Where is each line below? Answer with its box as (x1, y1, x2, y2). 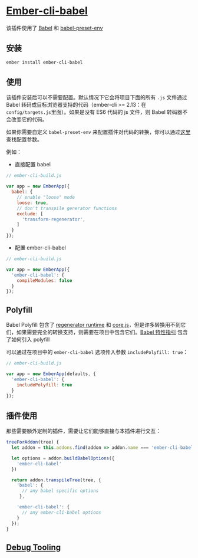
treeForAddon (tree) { (6, 439, 60, 445)
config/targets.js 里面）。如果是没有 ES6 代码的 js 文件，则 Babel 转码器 (6, 109, 183, 116)
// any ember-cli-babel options (21, 509, 101, 516)
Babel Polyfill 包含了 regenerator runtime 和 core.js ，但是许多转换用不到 (6, 321, 181, 329)
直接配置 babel (14, 161, 51, 168)
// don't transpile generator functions (16, 205, 117, 211)
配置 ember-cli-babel (14, 244, 66, 251)
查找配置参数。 (6, 136, 42, 143)
